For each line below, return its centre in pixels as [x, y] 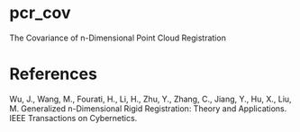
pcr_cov [40, 13]
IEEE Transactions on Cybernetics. [73, 118]
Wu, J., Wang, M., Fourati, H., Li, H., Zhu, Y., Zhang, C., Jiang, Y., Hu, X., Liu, [150, 99]
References [53, 74]
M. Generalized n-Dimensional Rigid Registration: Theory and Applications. [148, 108]
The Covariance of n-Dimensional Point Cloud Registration [118, 38]
